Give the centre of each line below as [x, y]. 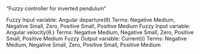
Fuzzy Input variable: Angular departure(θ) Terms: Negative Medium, [91, 20]
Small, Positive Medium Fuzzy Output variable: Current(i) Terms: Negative [97, 38]
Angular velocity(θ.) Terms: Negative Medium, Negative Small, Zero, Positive [100, 32]
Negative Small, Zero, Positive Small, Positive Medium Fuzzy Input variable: [98, 26]
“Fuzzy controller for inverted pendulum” [56, 9]
